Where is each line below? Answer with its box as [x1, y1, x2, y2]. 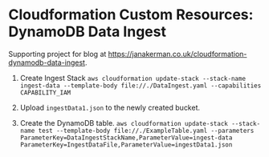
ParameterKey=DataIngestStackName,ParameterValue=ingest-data [19, 134, 233, 142]
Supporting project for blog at [8, 49, 107, 58]
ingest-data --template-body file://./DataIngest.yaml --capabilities [19, 82, 262, 90]
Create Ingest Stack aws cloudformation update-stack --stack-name [19, 73, 247, 83]
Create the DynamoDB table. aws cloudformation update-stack [19, 118, 229, 127]
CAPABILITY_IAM [19, 88, 71, 97]
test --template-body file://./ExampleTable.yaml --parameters [38, 127, 255, 135]
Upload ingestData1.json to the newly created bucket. [19, 103, 201, 112]
